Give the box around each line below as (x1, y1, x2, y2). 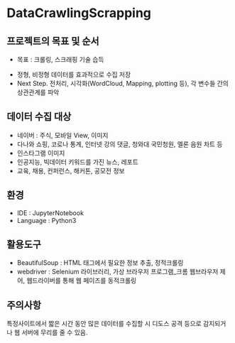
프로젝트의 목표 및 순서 (6, 35, 100, 47)
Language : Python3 (16, 216, 77, 224)
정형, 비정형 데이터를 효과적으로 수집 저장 (16, 70, 131, 79)
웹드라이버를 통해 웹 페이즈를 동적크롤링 (26, 276, 137, 285)
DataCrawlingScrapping (6, 5, 152, 21)
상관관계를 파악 (16, 88, 60, 97)
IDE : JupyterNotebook (16, 208, 84, 217)
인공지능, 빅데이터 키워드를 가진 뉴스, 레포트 (16, 158, 139, 166)
